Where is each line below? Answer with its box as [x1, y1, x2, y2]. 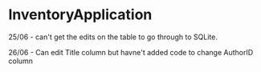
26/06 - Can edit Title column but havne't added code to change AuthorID [8, 47, 254, 57]
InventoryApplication [8, 6, 153, 24]
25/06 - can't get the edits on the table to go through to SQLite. [8, 32, 218, 42]
